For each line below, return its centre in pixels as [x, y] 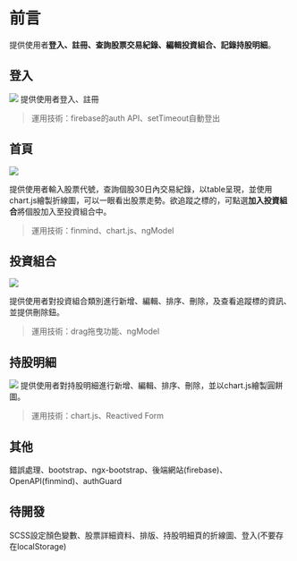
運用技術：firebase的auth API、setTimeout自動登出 [126, 118]
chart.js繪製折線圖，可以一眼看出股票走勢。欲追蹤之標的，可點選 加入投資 [144, 200]
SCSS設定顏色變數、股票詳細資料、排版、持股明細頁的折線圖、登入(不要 [143, 535]
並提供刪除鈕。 [37, 312]
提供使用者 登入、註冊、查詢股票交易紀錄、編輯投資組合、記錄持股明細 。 [142, 45]
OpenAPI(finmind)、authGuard [66, 481]
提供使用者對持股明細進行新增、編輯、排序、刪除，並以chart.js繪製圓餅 [152, 386]
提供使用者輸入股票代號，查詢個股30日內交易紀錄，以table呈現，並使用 [141, 189]
